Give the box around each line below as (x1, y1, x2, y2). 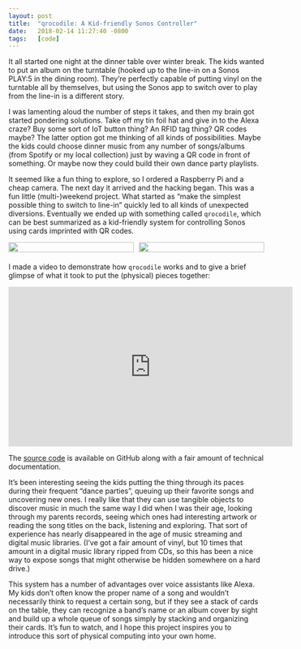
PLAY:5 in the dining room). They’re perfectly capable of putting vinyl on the (8, 74, 262, 84)
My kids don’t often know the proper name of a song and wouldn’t (8, 588, 230, 598)
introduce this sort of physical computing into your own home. (8, 631, 217, 641)
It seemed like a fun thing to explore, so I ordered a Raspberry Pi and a (8, 174, 244, 184)
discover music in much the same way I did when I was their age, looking (8, 504, 253, 514)
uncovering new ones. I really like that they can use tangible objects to (8, 495, 244, 505)
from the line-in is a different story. (8, 91, 125, 101)
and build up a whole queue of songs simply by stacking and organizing (8, 614, 249, 624)
